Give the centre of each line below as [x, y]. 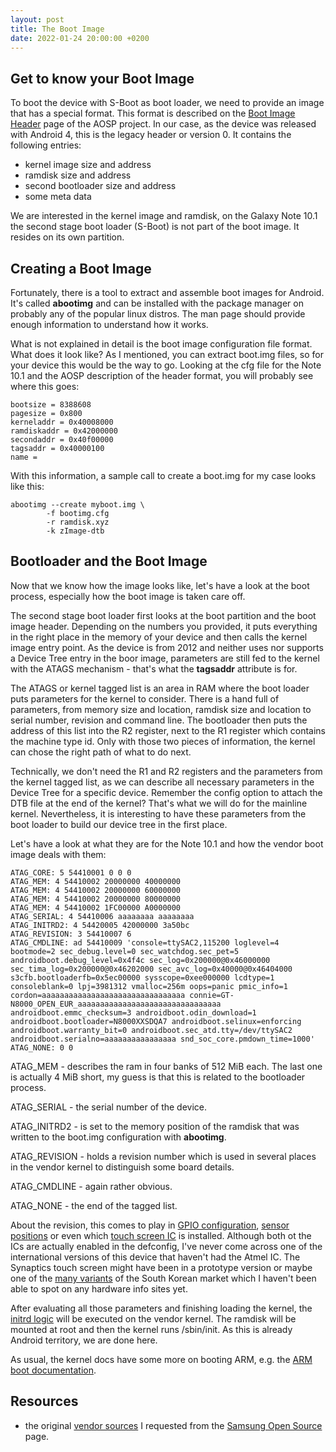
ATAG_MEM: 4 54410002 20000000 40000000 [96, 881]
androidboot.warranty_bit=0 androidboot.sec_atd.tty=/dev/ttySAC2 [151, 1030]
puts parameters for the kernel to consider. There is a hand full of [145, 698]
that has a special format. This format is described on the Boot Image [153, 113]
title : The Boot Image [57, 29]
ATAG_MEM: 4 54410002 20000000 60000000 [96, 890]
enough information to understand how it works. [109, 324]
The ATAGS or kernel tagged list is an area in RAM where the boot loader [160, 688]
